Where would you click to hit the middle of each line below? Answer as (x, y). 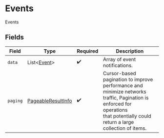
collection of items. (125, 128)
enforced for (117, 104)
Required (88, 51)
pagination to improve (128, 79)
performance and (123, 85)
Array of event (119, 59)
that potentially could (127, 116)
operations (115, 110)
